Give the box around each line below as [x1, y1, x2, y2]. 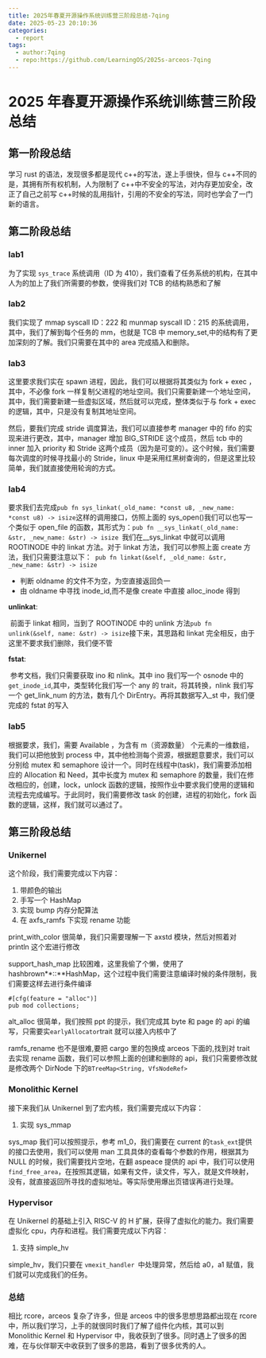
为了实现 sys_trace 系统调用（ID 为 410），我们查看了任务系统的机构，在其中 [8, 268, 258, 278]
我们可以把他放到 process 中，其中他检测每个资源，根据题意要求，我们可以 [8, 749, 254, 760]
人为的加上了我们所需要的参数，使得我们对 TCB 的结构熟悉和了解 [8, 278, 221, 287]
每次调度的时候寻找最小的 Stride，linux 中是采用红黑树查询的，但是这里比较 [8, 453, 256, 463]
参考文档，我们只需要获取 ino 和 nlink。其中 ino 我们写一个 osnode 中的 [10, 671, 244, 680]
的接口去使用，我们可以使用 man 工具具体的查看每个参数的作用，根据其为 [8, 1146, 249, 1156]
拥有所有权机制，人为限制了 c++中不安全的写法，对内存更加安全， [29, 179, 246, 189]
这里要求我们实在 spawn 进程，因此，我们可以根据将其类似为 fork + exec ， [8, 377, 256, 387]
